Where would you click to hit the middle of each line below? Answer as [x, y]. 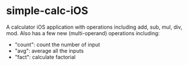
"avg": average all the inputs [49, 50]
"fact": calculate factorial [45, 57]
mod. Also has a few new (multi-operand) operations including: [83, 33]
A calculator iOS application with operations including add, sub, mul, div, [94, 27]
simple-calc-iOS [47, 11]
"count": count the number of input [57, 45]
